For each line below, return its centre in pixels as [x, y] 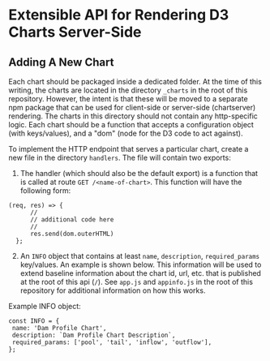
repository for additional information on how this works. [113, 290]
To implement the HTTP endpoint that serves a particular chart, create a [129, 149]
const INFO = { [34, 321]
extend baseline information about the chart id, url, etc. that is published [141, 273]
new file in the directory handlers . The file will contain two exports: [120, 157]
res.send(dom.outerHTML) [72, 234]
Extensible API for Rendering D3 [119, 15]
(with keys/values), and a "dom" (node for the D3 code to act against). [126, 133]
